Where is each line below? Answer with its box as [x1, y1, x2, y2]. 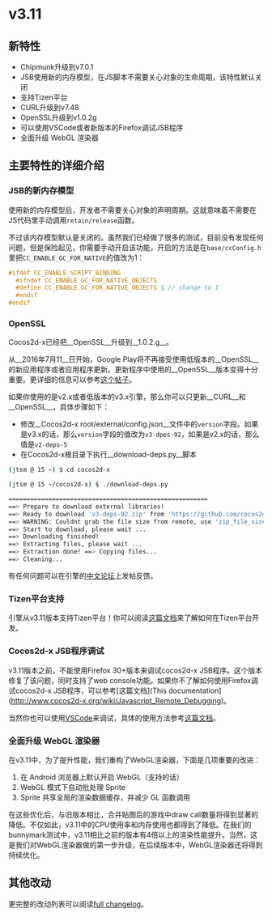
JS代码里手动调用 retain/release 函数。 [8, 215, 139, 225]
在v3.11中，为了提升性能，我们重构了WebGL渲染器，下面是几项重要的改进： [8, 754, 261, 765]
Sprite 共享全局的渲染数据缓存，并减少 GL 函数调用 [19, 792, 190, 802]
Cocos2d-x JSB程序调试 [8, 645, 104, 656]
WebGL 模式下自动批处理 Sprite [19, 782, 125, 792]
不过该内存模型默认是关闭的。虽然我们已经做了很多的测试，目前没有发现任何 [8, 232, 264, 242]
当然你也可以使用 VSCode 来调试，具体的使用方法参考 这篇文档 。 [8, 713, 220, 723]
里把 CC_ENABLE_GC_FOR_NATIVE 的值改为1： [8, 253, 145, 262]
